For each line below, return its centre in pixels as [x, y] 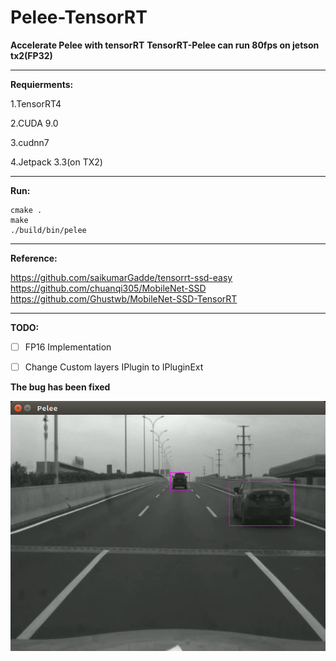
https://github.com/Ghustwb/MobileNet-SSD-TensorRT [124, 298]
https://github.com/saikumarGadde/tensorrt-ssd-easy [121, 277]
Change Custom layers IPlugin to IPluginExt [114, 367]
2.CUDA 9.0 [34, 123]
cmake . [26, 210]
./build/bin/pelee [48, 230]
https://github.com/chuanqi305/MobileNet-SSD [108, 288]
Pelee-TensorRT [79, 17]
